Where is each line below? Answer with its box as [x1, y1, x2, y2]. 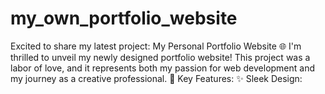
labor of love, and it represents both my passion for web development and [10, 62, 316, 74]
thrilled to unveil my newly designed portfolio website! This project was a [10, 51, 311, 63]
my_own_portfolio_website [10, 7, 238, 30]
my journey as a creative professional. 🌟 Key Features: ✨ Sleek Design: [10, 72, 303, 84]
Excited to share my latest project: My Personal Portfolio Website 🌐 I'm [10, 40, 302, 52]
